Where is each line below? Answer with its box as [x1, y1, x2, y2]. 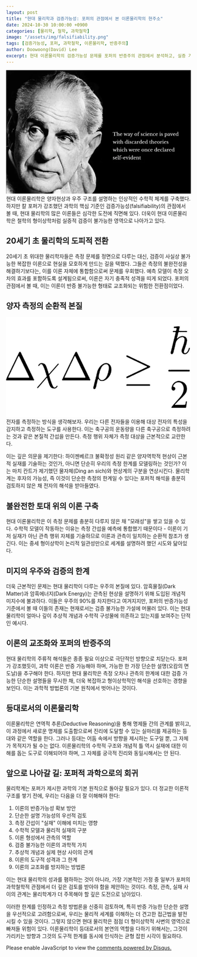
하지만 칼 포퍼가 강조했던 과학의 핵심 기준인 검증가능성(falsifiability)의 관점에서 [6, 202, 186, 209]
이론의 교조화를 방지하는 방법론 [14, 864, 86, 871]
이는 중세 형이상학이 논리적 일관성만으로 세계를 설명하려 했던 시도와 [18, 540, 172, 547]
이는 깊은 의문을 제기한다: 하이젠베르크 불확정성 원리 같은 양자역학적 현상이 [6, 453, 177, 460]
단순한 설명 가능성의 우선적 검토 [14, 812, 87, 819]
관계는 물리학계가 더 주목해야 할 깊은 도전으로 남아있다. [16, 891, 142, 898]
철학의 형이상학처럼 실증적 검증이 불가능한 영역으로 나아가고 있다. [16, 217, 166, 224]
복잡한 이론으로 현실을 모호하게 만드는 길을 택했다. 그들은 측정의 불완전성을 [16, 260, 188, 267]
